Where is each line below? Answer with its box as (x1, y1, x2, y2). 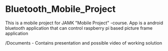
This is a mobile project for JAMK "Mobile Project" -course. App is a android (5, 20, 163, 26)
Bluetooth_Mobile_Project (5, 3, 116, 15)
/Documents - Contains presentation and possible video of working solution (5, 40, 162, 46)
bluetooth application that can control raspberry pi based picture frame (5, 25, 153, 31)
